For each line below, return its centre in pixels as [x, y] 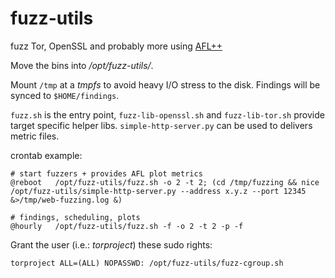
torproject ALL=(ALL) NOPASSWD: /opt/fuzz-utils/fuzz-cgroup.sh [147, 263]
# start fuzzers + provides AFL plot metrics [106, 173]
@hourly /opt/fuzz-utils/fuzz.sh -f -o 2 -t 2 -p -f [127, 226]
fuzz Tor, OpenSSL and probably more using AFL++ [116, 46]
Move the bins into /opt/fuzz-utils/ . [82, 65]
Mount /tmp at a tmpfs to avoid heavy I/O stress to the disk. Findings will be [165, 84]
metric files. [35, 136]
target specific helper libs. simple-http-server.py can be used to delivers [161, 125]
